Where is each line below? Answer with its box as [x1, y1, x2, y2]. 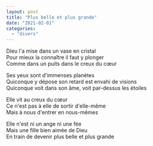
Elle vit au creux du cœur [6, 96, 68, 104]
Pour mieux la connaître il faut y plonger [6, 54, 104, 61]
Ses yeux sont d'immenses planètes [6, 72, 95, 79]
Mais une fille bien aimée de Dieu [6, 127, 88, 134]
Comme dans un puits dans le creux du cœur [6, 60, 117, 68]
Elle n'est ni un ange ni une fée [6, 120, 82, 127]
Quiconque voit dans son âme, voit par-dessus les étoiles [6, 84, 147, 92]
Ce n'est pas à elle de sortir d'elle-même [6, 102, 106, 109]
